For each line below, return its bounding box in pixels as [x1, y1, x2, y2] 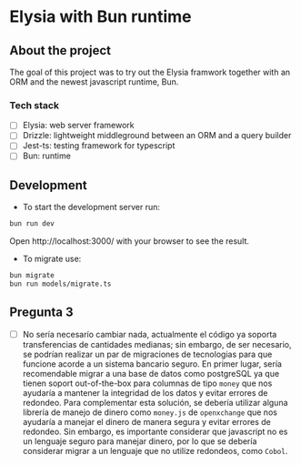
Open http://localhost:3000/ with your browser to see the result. [9, 236, 250, 247]
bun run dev [9, 219, 55, 228]
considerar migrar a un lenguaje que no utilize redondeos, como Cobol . [22, 445, 288, 456]
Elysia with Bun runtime [9, 6, 193, 27]
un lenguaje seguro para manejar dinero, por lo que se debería [22, 435, 257, 447]
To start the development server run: [22, 202, 161, 213]
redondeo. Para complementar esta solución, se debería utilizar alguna [22, 397, 288, 408]
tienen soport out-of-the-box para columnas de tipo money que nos [22, 378, 273, 389]
